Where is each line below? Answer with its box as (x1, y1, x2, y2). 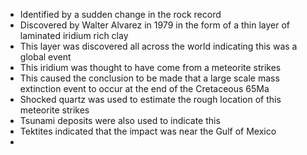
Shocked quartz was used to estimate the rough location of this (19, 94, 282, 105)
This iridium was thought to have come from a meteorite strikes (19, 62, 282, 73)
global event (19, 51, 72, 63)
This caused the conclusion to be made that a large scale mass (19, 72, 280, 84)
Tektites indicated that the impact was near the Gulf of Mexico (19, 125, 277, 137)
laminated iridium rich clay (19, 30, 129, 41)
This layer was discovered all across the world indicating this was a (19, 40, 298, 52)
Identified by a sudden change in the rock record (19, 9, 222, 20)
